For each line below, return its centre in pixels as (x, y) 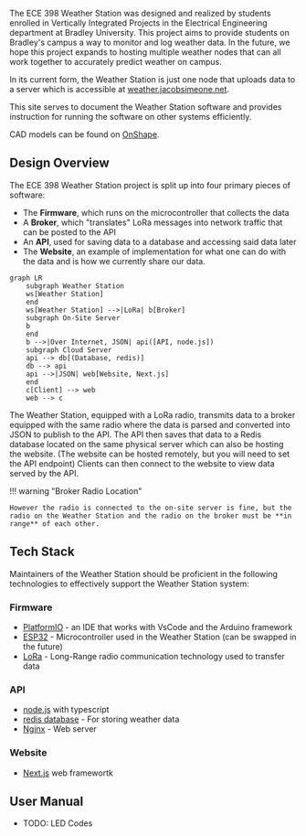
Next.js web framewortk (68, 773)
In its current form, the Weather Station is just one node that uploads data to (153, 80)
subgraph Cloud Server (69, 350)
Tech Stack (42, 552)
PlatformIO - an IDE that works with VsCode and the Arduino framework (158, 627)
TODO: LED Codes (58, 823)
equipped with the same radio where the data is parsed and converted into (150, 424)
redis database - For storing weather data (101, 719)
